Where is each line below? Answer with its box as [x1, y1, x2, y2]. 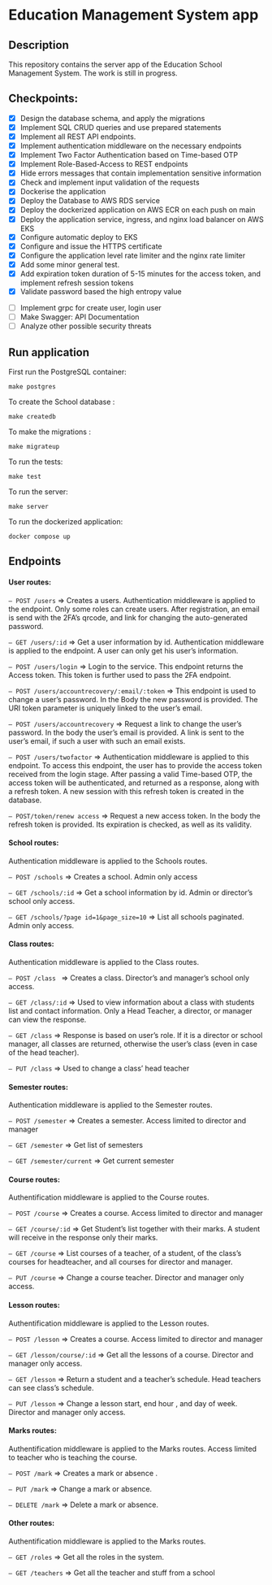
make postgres [8, 382, 57, 391]
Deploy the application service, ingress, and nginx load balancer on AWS [19, 214, 264, 224]
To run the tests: [8, 457, 63, 467]
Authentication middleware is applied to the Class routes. [8, 957, 200, 966]
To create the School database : [8, 397, 115, 406]
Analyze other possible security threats [19, 321, 152, 331]
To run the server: [8, 486, 69, 497]
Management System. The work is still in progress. [8, 68, 178, 78]
